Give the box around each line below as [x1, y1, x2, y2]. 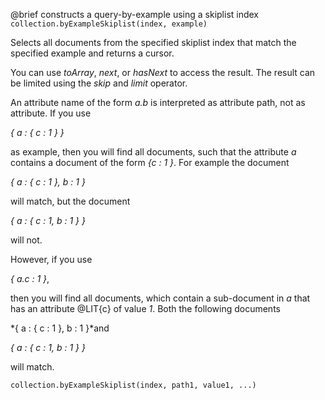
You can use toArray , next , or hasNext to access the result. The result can [10, 67, 316, 78]
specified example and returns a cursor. [10, 47, 175, 59]
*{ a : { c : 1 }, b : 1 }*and [10, 322, 110, 334]
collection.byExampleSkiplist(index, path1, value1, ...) [10, 380, 257, 390]
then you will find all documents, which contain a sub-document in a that [10, 292, 311, 304]
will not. [10, 234, 43, 246]
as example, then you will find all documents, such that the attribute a [10, 146, 297, 158]
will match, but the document [10, 195, 131, 207]
